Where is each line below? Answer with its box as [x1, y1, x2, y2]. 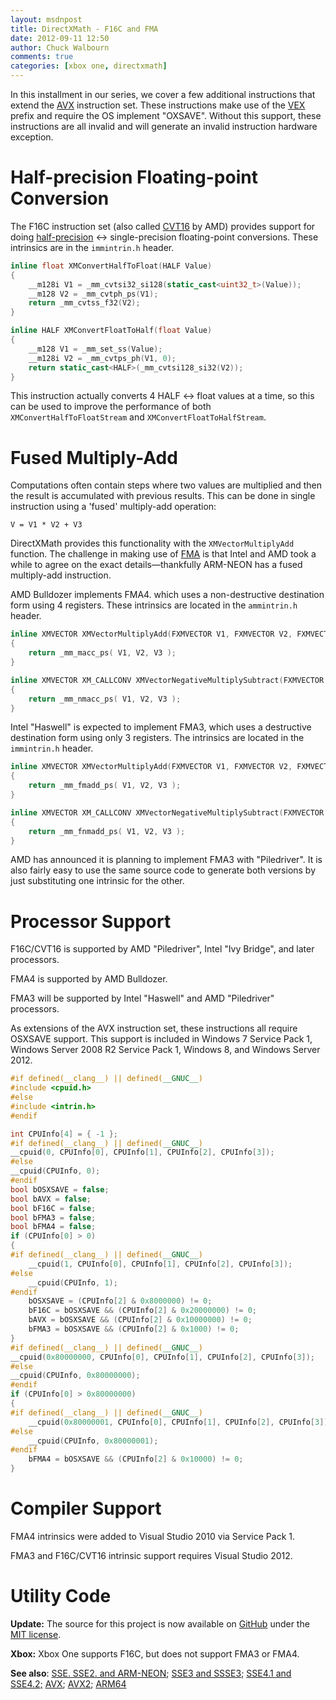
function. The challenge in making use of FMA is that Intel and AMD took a [10, 548, 317, 560]
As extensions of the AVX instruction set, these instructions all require [10, 1022, 298, 1035]
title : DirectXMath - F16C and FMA [10, 24, 159, 34]
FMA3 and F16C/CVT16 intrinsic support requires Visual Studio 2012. [10, 1550, 293, 1561]
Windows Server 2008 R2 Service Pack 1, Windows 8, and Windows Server [10, 1044, 321, 1056]
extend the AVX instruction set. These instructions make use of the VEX [10, 99, 306, 111]
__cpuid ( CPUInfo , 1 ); [28, 1277, 118, 1288]
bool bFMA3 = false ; [10, 1212, 97, 1223]
